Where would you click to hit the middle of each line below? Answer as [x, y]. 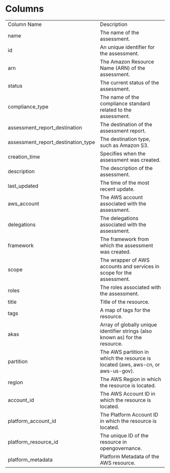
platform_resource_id [33, 442]
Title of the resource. [125, 302]
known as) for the [121, 337]
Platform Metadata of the [130, 456]
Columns [25, 9]
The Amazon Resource [127, 61]
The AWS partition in [124, 352]
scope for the [116, 273]
